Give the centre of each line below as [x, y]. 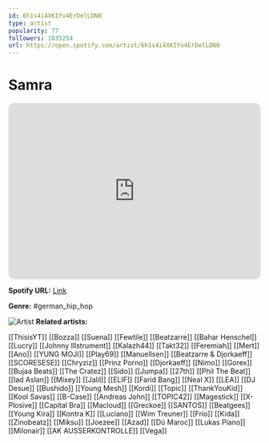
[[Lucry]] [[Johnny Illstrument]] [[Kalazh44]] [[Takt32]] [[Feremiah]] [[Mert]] [134, 346]
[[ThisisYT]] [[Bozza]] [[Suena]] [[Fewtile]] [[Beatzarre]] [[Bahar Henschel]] [133, 337]
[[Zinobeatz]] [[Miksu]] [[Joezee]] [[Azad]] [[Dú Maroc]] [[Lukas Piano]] [127, 422]
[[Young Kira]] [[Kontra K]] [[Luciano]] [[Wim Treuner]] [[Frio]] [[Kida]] [124, 414]
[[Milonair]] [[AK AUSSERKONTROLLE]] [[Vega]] [88, 431]
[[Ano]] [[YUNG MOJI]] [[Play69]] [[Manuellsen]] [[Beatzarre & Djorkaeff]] [130, 354]
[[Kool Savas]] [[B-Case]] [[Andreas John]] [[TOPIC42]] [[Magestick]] [123, 397]
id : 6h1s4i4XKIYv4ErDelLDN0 [55, 16]
